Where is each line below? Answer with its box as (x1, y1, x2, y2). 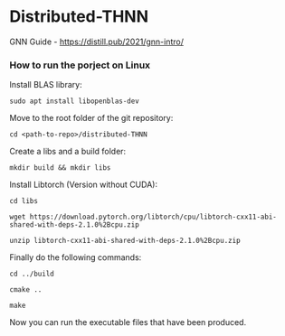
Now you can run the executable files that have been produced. (9, 317, 247, 328)
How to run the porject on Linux (9, 59, 151, 71)
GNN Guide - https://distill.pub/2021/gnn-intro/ (9, 36, 184, 47)
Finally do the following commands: (9, 252, 142, 263)
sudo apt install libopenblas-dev (9, 97, 140, 106)
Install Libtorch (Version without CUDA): (9, 179, 158, 191)
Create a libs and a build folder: (9, 146, 127, 157)
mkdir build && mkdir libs (9, 163, 111, 173)
